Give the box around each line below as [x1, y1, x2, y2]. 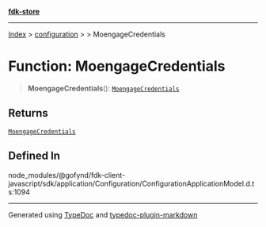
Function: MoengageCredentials [8, 57, 226, 75]
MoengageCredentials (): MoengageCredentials [27, 83, 180, 93]
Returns [8, 106, 49, 120]
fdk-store [8, 7, 40, 16]
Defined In [8, 149, 61, 163]
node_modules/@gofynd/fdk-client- [8, 170, 125, 179]
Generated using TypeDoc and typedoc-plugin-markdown [8, 210, 198, 219]
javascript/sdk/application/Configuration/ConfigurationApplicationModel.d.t [8, 179, 255, 188]
